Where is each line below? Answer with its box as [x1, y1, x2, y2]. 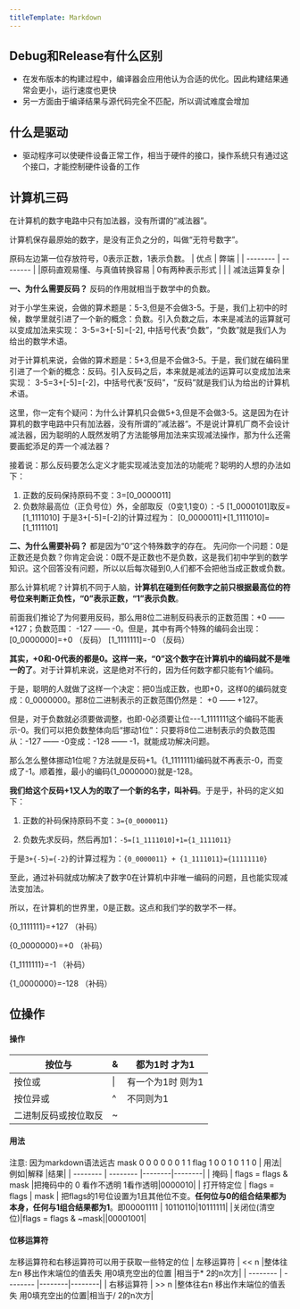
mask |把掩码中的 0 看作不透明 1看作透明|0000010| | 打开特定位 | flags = [9, 1180, 275, 1190]
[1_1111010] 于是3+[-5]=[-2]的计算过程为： [21, 513, 176, 523]
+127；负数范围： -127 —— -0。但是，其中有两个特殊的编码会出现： [9, 623, 262, 634]
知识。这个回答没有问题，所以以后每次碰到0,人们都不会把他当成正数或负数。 [9, 563, 290, 574]
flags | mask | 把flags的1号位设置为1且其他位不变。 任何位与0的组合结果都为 [9, 1190, 287, 1201]
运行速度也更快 [61, 85, 117, 96]
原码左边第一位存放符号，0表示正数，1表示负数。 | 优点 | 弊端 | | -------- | [9, 254, 280, 264]
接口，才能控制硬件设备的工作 [29, 162, 140, 172]
